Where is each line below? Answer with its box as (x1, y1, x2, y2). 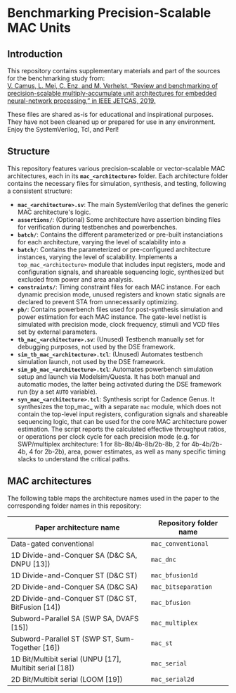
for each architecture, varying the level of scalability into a (17, 237, 186, 246)
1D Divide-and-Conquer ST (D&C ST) (11, 570, 138, 580)
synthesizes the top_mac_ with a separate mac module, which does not (17, 402, 221, 411)
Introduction (7, 48, 63, 60)
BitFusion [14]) (11, 602, 61, 612)
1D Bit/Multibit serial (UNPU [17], (11, 654, 122, 663)
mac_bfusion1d (150, 571, 198, 579)
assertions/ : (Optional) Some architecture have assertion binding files (17, 215, 221, 223)
